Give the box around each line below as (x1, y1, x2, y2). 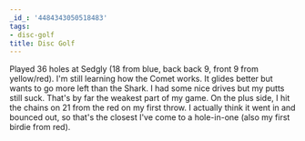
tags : (9, 22, 30, 31)
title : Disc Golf (9, 38, 76, 48)
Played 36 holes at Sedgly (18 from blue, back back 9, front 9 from (9, 64, 259, 75)
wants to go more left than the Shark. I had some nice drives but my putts (9, 83, 285, 94)
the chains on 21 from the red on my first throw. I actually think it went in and (9, 102, 296, 114)
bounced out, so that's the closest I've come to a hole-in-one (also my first (9, 112, 290, 123)
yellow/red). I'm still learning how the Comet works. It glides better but (9, 74, 273, 85)
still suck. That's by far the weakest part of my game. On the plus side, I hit (9, 93, 290, 104)
